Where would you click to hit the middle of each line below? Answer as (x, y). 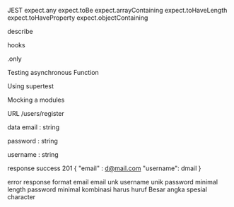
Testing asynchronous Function (53, 72)
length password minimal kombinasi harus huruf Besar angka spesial (107, 189)
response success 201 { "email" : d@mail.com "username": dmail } (104, 168)
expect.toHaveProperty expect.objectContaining (78, 18)
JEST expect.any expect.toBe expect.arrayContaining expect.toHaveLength (117, 10)
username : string (33, 154)
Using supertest (31, 86)
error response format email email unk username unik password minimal (112, 182)
